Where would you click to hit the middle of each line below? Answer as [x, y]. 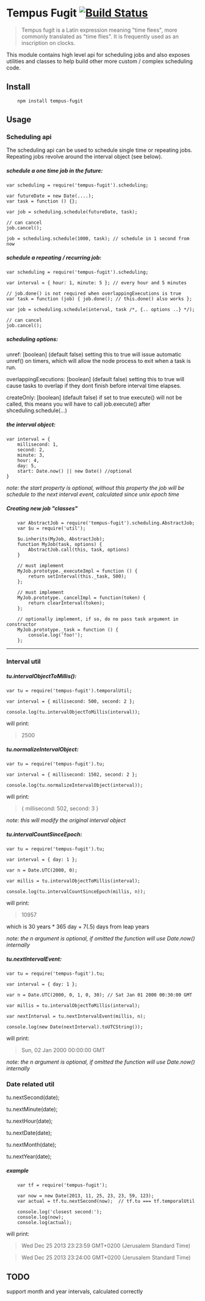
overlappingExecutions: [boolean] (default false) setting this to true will [95, 379]
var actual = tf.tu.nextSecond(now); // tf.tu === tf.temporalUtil [106, 1202]
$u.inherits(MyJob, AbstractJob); [61, 539]
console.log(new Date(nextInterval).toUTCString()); [75, 1027]
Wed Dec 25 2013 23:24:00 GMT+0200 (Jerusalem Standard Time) [106, 1258]
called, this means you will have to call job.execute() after [78, 404]
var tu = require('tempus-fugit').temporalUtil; [69, 691]
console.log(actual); [45, 1223]
